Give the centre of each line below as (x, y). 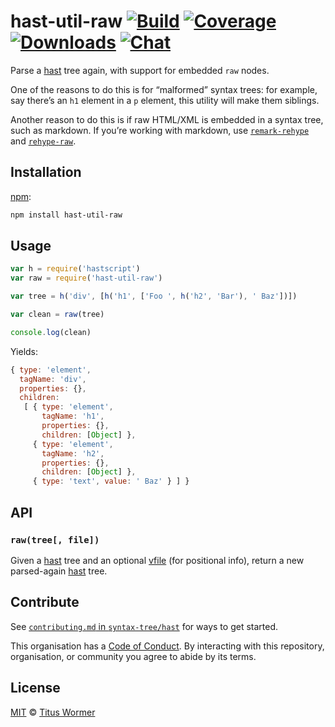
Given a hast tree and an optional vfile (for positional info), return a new (157, 560)
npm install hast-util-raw (66, 215)
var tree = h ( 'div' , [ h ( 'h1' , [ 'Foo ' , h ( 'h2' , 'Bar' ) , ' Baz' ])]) (154, 296)
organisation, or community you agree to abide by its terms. (133, 656)
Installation (46, 172)
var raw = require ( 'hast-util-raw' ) (86, 278)
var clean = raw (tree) (57, 315)
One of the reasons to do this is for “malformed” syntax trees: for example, (164, 89)
